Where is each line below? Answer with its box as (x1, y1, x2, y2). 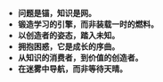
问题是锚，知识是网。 (17, 8, 96, 18)
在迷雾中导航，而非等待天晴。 (17, 63, 127, 74)
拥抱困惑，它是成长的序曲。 (17, 41, 120, 52)
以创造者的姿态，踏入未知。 (17, 30, 120, 40)
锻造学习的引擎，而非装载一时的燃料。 (17, 19, 159, 29)
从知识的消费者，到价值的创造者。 (17, 53, 143, 62)
